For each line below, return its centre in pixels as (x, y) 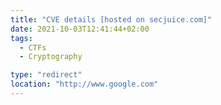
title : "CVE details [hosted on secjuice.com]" (111, 19)
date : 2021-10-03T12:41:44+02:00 (80, 29)
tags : (21, 38)
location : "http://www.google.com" (84, 84)
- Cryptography (51, 57)
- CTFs (33, 47)
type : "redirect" (46, 75)
